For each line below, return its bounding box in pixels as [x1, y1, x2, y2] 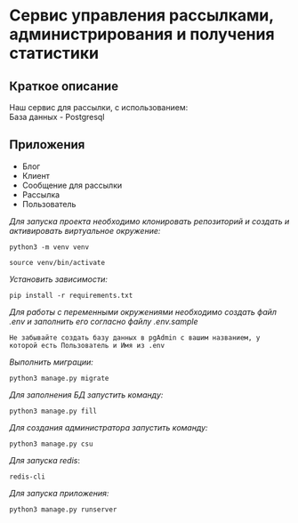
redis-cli [9, 472, 46, 481]
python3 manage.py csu [9, 439, 93, 448]
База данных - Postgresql [9, 112, 105, 122]
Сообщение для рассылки [21, 180, 123, 190]
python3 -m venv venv [9, 242, 90, 252]
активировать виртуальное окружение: [9, 225, 161, 236]
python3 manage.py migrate [9, 374, 109, 382]
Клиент [21, 170, 51, 181]
